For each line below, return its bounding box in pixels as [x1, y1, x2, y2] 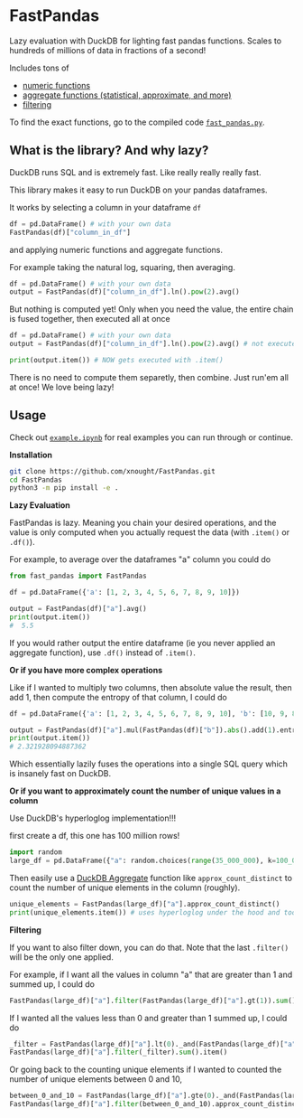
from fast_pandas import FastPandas [9, 571, 147, 581]
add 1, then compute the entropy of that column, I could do [9, 691, 227, 702]
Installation [9, 449, 52, 460]
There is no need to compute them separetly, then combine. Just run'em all [9, 371, 289, 382]
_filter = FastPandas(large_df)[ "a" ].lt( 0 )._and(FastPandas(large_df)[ [9, 1039, 284, 1048]
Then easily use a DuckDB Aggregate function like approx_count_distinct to [9, 872, 293, 883]
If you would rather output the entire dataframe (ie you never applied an [9, 637, 276, 648]
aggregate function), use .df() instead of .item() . [9, 647, 197, 658]
